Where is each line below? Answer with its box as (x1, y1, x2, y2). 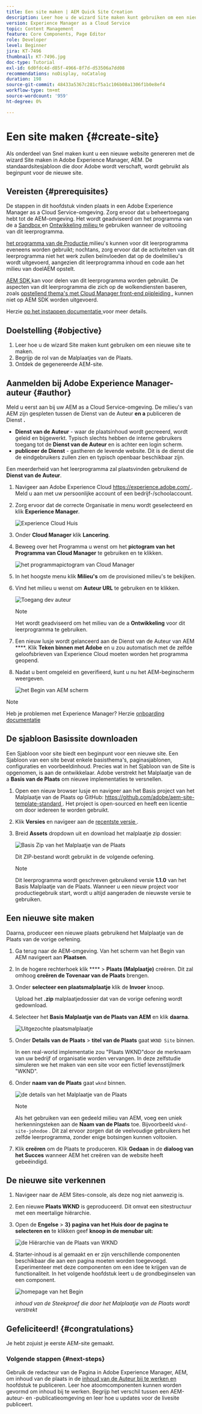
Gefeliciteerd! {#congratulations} (6, 1324, 134, 1334)
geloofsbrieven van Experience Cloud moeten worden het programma (14, 651, 188, 657)
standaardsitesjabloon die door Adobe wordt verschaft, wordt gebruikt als (6, 162, 189, 169)
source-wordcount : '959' (6, 93, 69, 99)
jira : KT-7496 (6, 48, 42, 54)
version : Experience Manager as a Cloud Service (6, 20, 130, 26)
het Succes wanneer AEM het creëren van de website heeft (14, 1151, 164, 1158)
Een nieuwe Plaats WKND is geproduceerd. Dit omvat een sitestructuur (14, 1203, 192, 1210)
